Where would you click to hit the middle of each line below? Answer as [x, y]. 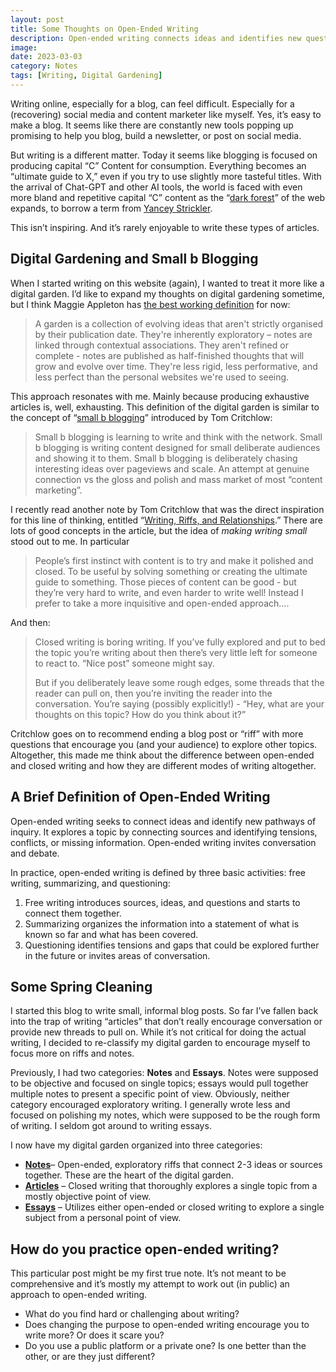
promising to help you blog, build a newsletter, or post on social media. [156, 135]
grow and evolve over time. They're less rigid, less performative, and [176, 366]
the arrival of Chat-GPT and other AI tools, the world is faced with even [156, 187]
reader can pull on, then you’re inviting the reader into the [153, 693]
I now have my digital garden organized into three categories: [136, 1145]
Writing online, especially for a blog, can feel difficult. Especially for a [152, 103]
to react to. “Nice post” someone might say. [124, 663]
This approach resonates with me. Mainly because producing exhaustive [160, 396]
